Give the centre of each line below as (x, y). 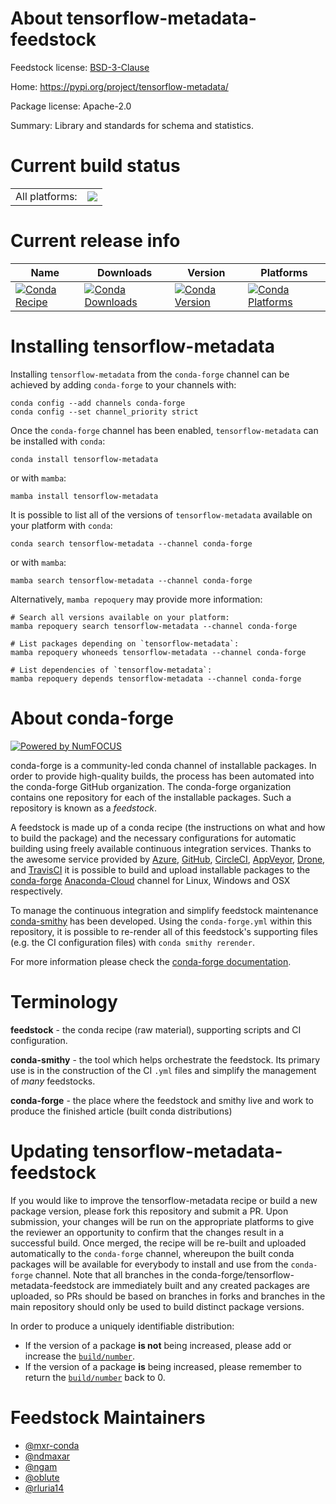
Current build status (95, 166)
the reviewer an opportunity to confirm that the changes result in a (147, 1232)
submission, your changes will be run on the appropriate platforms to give (162, 1221)
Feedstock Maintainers (108, 1417)
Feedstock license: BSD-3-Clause (80, 67)
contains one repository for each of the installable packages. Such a (151, 797)
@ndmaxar (47, 1456)
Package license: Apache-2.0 (71, 106)
